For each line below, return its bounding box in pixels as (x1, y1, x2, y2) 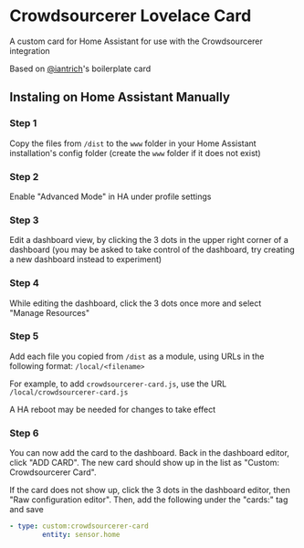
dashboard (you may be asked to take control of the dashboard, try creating (9, 244, 295, 256)
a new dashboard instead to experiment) (9, 254, 162, 265)
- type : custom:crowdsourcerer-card (9, 522, 149, 531)
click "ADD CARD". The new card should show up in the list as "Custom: (9, 458, 280, 469)
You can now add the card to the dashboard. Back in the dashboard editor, (9, 448, 290, 458)
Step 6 (9, 427, 39, 439)
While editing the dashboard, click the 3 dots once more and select (9, 298, 262, 309)
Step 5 (9, 330, 39, 342)
